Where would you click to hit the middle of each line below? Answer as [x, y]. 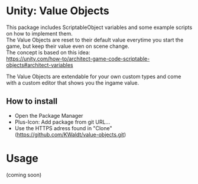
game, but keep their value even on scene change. [68, 46]
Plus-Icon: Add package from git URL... [62, 122]
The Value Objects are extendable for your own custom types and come [94, 76]
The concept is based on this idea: [48, 52]
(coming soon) [24, 175]
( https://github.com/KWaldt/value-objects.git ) [70, 134]
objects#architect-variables [40, 65]
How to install [32, 101]
